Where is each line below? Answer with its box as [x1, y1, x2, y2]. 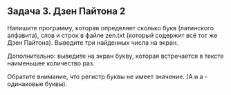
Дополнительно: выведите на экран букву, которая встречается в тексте [7, 52, 224, 60]
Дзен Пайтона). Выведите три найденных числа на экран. [7, 38, 178, 47]
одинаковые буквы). [7, 79, 68, 88]
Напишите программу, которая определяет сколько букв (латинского [7, 23, 214, 32]
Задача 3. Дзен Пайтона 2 [7, 6, 126, 17]
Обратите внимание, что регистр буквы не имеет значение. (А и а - [7, 72, 208, 81]
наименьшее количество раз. [7, 59, 95, 67]
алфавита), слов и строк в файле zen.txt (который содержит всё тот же [7, 31, 218, 39]
